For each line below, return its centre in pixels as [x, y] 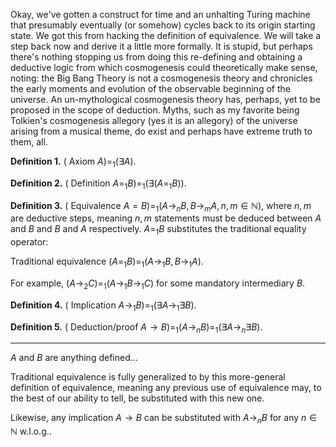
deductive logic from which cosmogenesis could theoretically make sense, [164, 67]
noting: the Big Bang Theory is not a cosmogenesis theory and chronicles [161, 78]
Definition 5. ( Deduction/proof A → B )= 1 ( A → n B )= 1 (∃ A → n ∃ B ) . [136, 327]
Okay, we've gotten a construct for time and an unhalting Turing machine [160, 14]
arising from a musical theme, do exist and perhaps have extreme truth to [161, 131]
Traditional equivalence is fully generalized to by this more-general [148, 377]
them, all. [29, 142]
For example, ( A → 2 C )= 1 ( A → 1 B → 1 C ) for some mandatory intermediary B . [158, 284]
